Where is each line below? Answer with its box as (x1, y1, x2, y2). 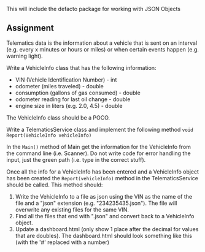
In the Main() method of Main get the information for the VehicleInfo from (6, 143, 191, 150)
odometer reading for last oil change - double (15, 95, 131, 103)
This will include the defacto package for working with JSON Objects (6, 6, 181, 12)
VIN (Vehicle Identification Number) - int (15, 76, 117, 83)
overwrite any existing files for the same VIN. (15, 205, 130, 213)
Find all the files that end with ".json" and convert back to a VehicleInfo (15, 212, 195, 220)
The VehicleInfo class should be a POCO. (6, 113, 110, 121)
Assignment (6, 23, 54, 33)
